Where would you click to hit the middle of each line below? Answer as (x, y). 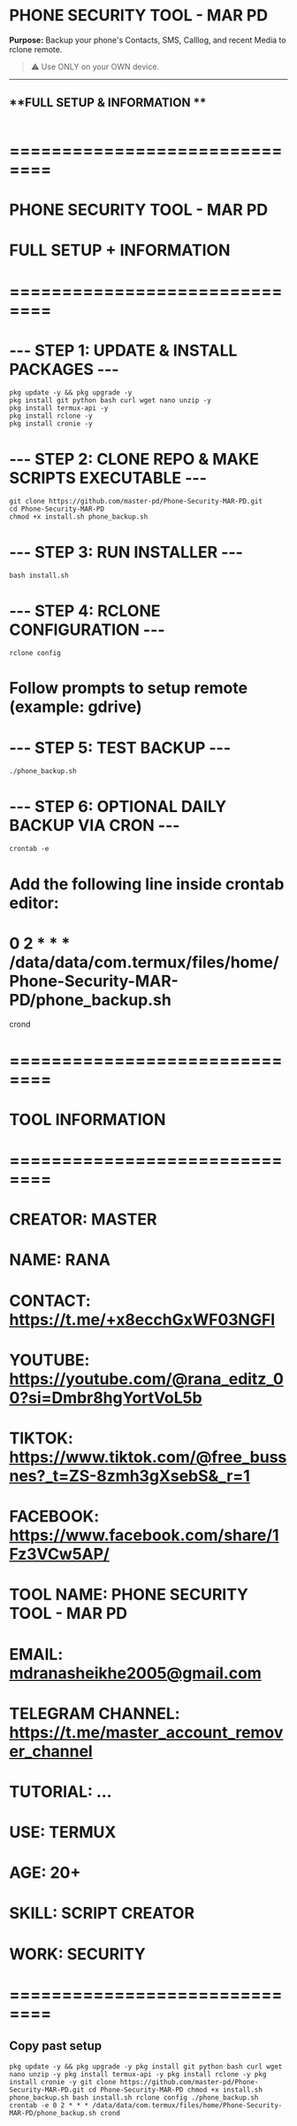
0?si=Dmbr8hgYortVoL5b (106, 1398)
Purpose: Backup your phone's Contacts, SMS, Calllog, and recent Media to (148, 40)
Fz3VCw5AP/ (60, 1555)
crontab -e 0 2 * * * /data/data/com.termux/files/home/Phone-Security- (146, 2105)
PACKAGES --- (64, 369)
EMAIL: (36, 1654)
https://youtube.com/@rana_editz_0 (147, 1379)
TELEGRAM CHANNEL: (95, 1713)
